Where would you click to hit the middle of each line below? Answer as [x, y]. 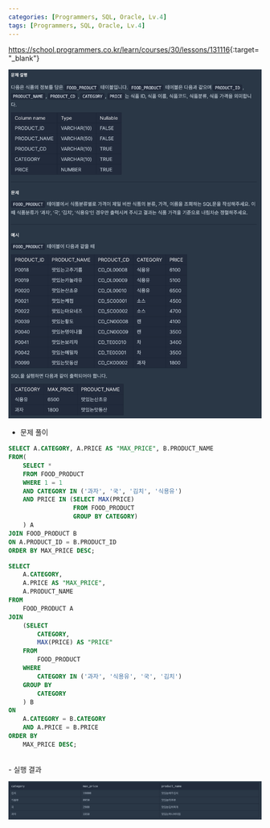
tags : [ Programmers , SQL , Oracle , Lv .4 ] [77, 25]
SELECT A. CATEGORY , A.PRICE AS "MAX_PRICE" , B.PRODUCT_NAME [111, 449]
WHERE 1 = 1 [43, 482]
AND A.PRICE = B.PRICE [61, 728]
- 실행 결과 [25, 769]
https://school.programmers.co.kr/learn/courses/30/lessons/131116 [119, 49]
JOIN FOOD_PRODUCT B [43, 533]
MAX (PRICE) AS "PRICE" [75, 643]
